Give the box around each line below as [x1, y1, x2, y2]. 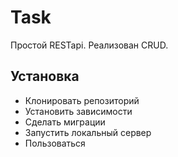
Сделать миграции [24, 116, 106, 128]
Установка [10, 68, 80, 85]
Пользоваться [24, 137, 86, 149]
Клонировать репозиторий [24, 94, 140, 106]
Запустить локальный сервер [24, 126, 152, 138]
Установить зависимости [24, 105, 133, 117]
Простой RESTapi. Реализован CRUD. [10, 39, 169, 51]
